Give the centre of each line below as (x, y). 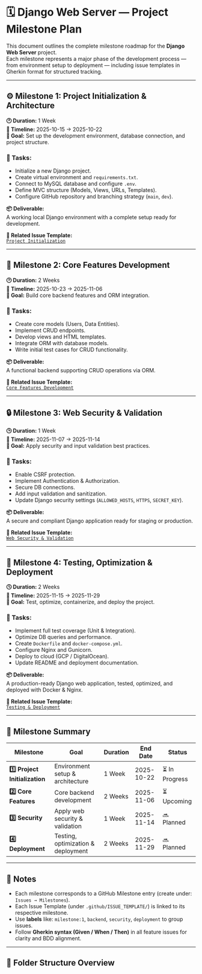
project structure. (28, 142)
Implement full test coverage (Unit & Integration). (75, 631)
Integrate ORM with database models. (62, 343)
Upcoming (177, 801)
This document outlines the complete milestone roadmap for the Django (96, 46)
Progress (175, 778)
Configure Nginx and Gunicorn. (54, 650)
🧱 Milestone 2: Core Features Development (88, 265)
